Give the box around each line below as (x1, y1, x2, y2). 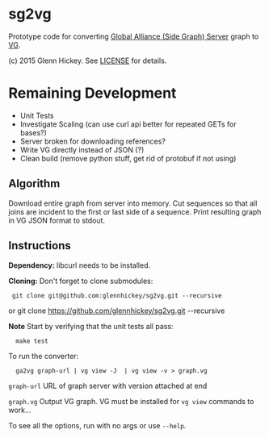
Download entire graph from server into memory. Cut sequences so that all (8, 198, 258, 208)
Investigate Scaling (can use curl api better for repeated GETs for (19, 119, 237, 129)
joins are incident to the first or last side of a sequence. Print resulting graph (8, 206, 262, 216)
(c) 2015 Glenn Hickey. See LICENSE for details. (8, 56, 167, 65)
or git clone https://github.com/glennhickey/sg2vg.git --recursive (8, 306, 225, 315)
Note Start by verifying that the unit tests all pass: (8, 321, 174, 331)
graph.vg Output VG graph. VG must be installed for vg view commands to (8, 396, 254, 406)
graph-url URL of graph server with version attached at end (8, 381, 208, 390)
